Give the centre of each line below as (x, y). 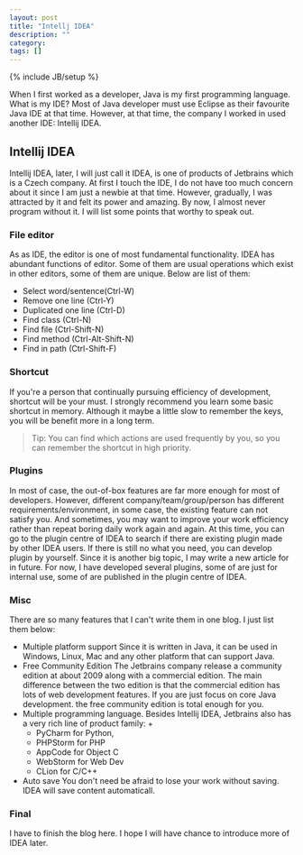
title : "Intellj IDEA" (52, 26)
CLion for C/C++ (67, 771)
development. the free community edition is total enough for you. (143, 704)
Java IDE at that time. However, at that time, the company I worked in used (148, 114)
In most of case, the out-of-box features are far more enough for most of (145, 490)
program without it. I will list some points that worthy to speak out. (132, 211)
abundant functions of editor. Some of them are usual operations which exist (151, 264)
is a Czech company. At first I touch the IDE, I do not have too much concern (151, 182)
